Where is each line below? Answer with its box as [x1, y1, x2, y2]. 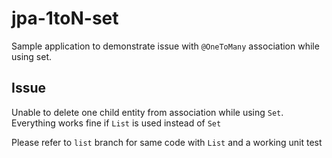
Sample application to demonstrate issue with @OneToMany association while [11, 40, 320, 52]
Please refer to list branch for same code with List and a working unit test [11, 136, 323, 148]
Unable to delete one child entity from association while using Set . [11, 106, 284, 118]
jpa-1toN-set [11, 7, 119, 30]
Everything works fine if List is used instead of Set [11, 117, 222, 129]
